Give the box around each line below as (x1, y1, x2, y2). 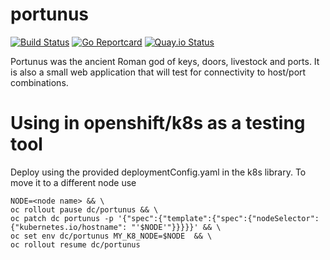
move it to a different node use (10, 176, 137, 188)
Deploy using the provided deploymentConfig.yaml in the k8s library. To (10, 166, 307, 178)
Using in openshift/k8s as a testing (10, 112, 306, 135)
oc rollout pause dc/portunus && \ (10, 204, 159, 215)
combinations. (10, 76, 69, 88)
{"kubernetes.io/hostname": (10, 222, 128, 232)
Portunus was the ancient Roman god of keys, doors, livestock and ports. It (10, 55, 320, 67)
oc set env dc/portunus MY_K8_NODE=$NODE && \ (10, 231, 213, 241)
